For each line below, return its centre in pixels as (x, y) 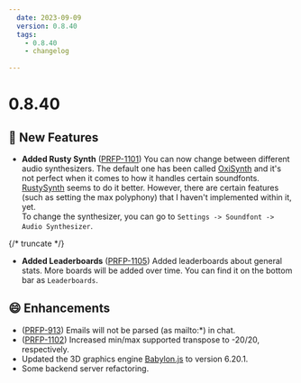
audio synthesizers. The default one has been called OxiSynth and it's (151, 169)
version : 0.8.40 (47, 26)
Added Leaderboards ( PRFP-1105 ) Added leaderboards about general (152, 261)
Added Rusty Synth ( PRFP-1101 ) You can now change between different (155, 159)
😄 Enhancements (59, 309)
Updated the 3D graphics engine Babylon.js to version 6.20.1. (135, 359)
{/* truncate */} (36, 243)
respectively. (45, 349)
